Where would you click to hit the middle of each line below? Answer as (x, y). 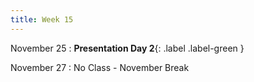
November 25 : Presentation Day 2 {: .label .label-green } (127, 48)
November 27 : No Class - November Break (100, 67)
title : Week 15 (42, 19)
